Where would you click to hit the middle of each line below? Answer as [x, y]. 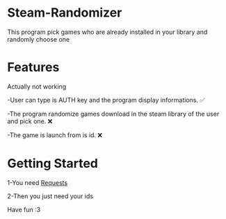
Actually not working [37, 86]
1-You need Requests [38, 182]
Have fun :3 [24, 209]
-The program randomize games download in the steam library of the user [113, 114]
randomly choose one [39, 39]
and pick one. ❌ [30, 121]
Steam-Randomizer [65, 13]
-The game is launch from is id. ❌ [55, 135]
